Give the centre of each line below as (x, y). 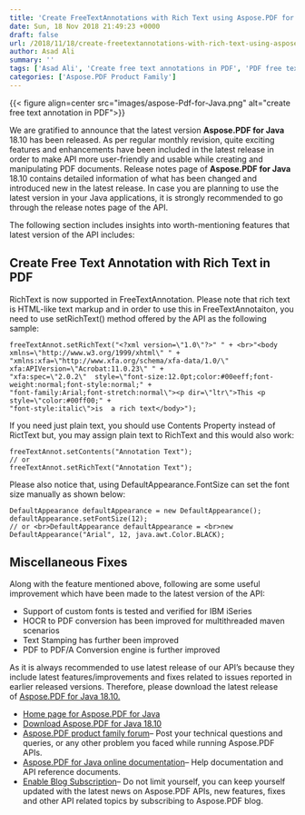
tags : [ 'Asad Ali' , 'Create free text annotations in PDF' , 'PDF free (146, 69)
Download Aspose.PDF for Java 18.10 (92, 724)
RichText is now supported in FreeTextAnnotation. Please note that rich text (150, 299)
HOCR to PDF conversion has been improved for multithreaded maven (153, 621)
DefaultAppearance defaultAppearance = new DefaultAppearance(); (135, 511)
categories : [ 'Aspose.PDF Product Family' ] (93, 77)
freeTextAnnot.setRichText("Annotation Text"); (101, 467)
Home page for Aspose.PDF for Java (91, 714)
